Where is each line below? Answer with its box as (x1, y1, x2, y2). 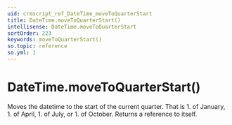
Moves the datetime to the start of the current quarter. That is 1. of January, (7, 102, 226, 110)
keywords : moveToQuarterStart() (7, 36, 102, 43)
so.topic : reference (7, 43, 68, 50)
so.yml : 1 (7, 50, 37, 57)
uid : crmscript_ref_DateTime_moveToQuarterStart (7, 10, 153, 17)
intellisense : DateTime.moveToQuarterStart (7, 23, 137, 30)
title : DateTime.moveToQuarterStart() (7, 17, 121, 24)
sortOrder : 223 (7, 29, 52, 37)
